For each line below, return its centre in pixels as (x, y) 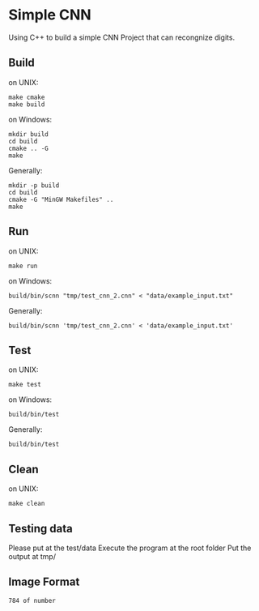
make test (25, 385)
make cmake (27, 97)
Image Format (44, 582)
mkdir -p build (34, 185)
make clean (27, 504)
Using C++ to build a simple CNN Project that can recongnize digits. (122, 37)
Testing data (40, 528)
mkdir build (28, 134)
